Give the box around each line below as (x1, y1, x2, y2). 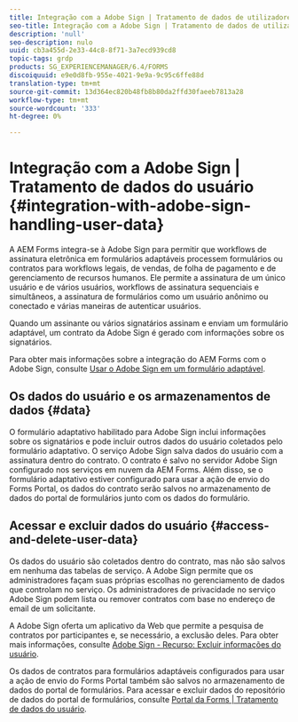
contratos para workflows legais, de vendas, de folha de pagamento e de (9, 263, 277, 274)
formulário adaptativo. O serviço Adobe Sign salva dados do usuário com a (9, 445, 284, 456)
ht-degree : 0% (9, 112, 62, 121)
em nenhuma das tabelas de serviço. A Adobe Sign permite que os (9, 565, 254, 575)
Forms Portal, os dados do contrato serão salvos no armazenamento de (9, 483, 271, 494)
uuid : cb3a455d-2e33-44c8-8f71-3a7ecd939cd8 (9, 46, 176, 55)
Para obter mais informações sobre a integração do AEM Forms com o (9, 354, 267, 365)
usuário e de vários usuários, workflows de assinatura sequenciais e (9, 282, 260, 293)
